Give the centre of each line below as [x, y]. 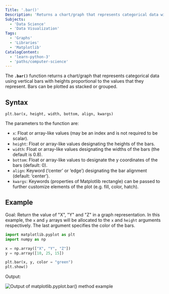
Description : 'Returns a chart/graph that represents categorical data [82, 15]
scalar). [20, 139]
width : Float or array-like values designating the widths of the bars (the [86, 149]
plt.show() [17, 267]
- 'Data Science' [28, 24]
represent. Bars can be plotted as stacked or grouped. [61, 87]
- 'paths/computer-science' [39, 62]
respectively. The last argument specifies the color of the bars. [70, 225]
